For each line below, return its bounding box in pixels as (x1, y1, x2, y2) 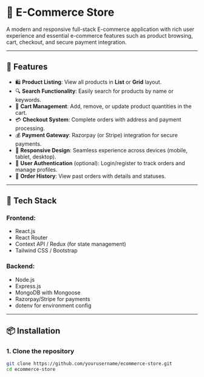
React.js (15, 228, 36, 235)
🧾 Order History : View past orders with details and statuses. (15, 172, 166, 180)
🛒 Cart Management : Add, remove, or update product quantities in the (15, 103, 192, 110)
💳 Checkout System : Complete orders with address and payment (15, 115, 182, 123)
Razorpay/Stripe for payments (15, 295, 90, 302)
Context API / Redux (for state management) (15, 240, 126, 248)
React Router (15, 234, 48, 242)
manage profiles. (15, 166, 58, 173)
